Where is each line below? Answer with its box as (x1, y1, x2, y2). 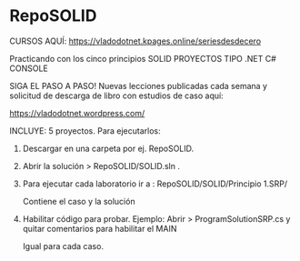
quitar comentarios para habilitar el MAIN (22, 223, 177, 234)
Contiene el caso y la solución (22, 196, 135, 206)
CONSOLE (9, 63, 48, 74)
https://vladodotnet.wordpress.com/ (9, 107, 145, 118)
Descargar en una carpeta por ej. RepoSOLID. (22, 143, 195, 154)
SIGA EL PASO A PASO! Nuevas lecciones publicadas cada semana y (9, 80, 268, 91)
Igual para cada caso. (22, 240, 105, 251)
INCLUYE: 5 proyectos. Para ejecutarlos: (9, 125, 161, 136)
